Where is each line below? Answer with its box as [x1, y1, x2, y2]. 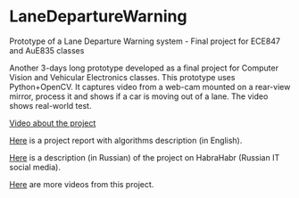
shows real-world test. [9, 100, 92, 111]
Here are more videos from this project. [9, 178, 154, 189]
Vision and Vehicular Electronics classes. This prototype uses [9, 71, 236, 82]
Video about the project [9, 118, 96, 128]
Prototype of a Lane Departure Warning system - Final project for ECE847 [9, 36, 281, 46]
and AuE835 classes [9, 45, 85, 55]
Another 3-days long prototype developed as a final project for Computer [9, 62, 279, 73]
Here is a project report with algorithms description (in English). [9, 135, 243, 145]
